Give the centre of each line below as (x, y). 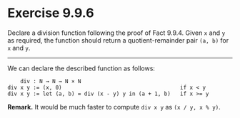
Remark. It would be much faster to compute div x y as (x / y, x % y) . (114, 107)
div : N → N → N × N (51, 81)
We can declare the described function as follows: (81, 68)
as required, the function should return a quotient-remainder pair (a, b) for (118, 40)
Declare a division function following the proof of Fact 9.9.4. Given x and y (116, 33)
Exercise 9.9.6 (51, 13)
